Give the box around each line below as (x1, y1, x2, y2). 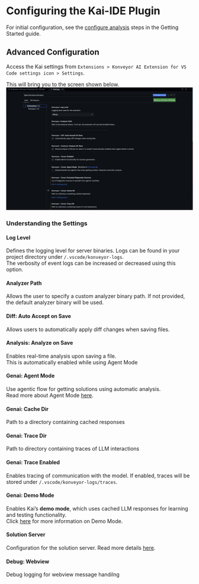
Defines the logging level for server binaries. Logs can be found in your (6, 247, 180, 254)
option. (6, 266, 24, 273)
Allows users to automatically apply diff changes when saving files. (6, 326, 170, 333)
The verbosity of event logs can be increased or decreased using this (6, 259, 176, 267)
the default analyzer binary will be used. (6, 299, 104, 306)
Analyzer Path (6, 280, 42, 287)
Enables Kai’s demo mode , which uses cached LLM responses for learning (6, 505, 188, 512)
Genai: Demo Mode (6, 492, 54, 499)
